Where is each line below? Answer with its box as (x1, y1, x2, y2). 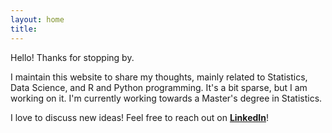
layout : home (10, 14, 65, 25)
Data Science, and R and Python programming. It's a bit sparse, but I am (10, 81, 308, 93)
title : (10, 24, 38, 34)
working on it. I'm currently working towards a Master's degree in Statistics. (10, 92, 323, 104)
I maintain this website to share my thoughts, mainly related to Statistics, (10, 71, 308, 83)
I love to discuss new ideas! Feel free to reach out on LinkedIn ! (10, 111, 269, 123)
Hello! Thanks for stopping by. (10, 51, 135, 63)
